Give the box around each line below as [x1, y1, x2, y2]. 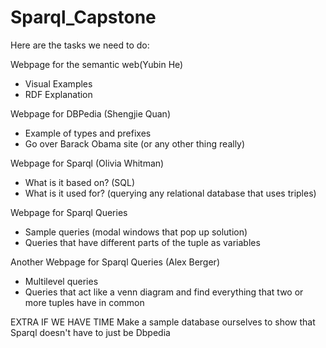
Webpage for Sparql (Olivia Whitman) [10, 157, 165, 169]
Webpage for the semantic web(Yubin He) [10, 58, 184, 70]
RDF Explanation [24, 88, 93, 100]
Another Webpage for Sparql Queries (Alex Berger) [10, 256, 220, 268]
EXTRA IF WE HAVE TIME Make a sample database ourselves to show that [10, 316, 316, 328]
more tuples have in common [24, 296, 145, 308]
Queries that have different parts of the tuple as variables [24, 236, 261, 248]
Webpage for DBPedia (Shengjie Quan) [10, 107, 171, 120]
